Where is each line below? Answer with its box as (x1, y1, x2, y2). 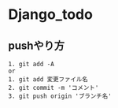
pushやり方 (8, 39, 65, 52)
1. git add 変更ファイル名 (8, 76, 88, 84)
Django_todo (8, 6, 93, 24)
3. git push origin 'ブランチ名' (8, 92, 112, 100)
